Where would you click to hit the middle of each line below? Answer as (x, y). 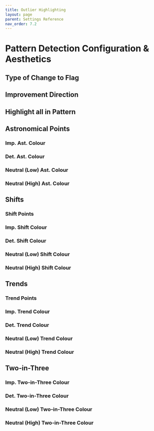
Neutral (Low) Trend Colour (39, 338)
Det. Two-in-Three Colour (37, 395)
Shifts (14, 200)
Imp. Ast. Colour (25, 143)
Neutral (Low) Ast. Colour (37, 170)
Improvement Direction (42, 95)
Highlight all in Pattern (40, 112)
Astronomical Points (37, 129)
